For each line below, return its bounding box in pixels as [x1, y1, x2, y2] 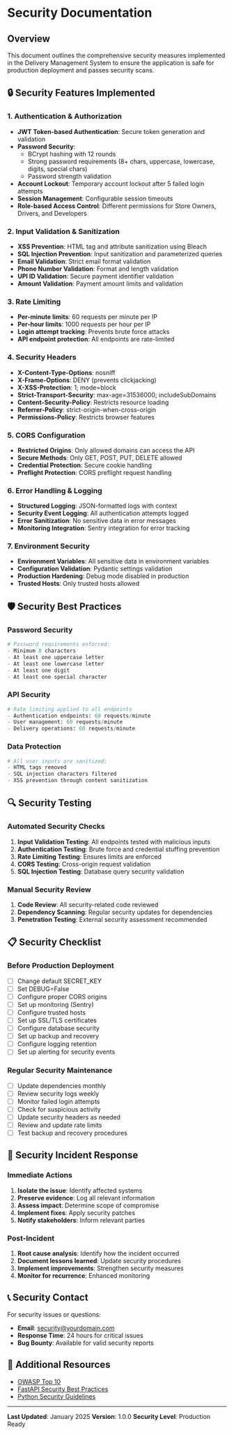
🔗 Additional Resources [7, 1359, 111, 1371]
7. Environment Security [7, 541, 91, 551]
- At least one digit [7, 667, 70, 674]
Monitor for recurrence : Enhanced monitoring [17, 1272, 150, 1280]
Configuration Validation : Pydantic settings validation [17, 564, 173, 573]
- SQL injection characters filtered [7, 770, 117, 778]
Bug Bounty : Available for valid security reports [17, 1339, 155, 1347]
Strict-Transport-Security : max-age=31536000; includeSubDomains [17, 390, 217, 399]
